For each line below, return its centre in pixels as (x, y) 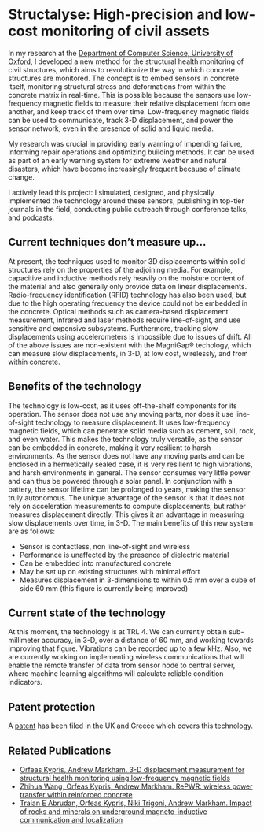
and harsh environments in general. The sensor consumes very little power (129, 472)
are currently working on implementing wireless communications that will (126, 657)
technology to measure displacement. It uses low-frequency (133, 422)
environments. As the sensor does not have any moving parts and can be (126, 455)
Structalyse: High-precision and (115, 15)
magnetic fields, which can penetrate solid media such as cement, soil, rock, (132, 430)
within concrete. (34, 362)
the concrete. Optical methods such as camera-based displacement (118, 311)
